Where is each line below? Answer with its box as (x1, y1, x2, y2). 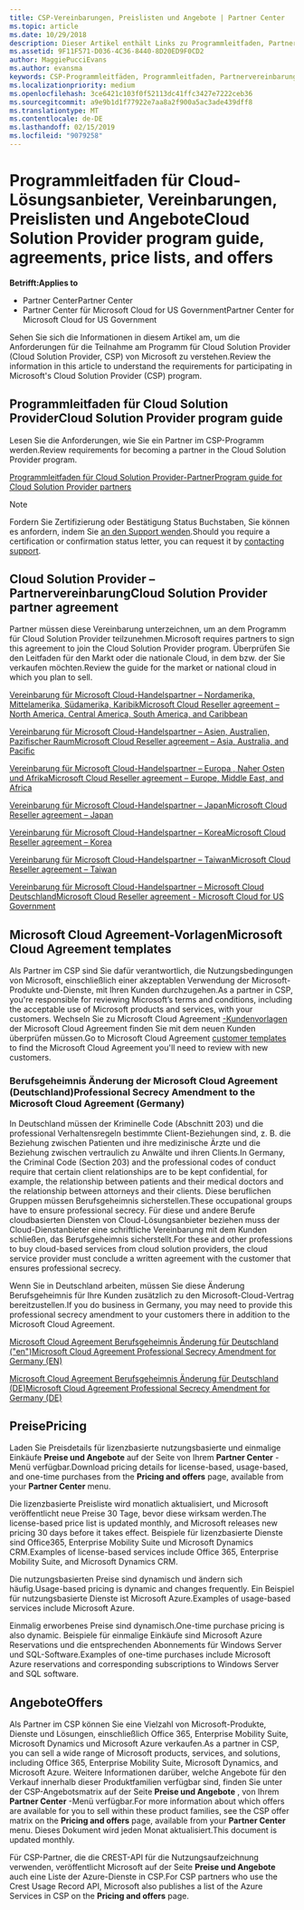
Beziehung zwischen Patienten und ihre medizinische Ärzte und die (9, 1137, 261, 1148)
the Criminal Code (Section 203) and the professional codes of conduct (9, 1157, 276, 1168)
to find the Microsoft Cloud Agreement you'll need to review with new (9, 1042, 269, 1053)
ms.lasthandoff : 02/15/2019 (9, 123, 116, 132)
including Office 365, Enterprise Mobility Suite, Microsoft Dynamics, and (9, 1758, 279, 1769)
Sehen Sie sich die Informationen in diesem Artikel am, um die (9, 332, 241, 343)
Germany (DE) (9, 1392, 62, 1403)
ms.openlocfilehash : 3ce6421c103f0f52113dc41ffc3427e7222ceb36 (9, 89, 253, 98)
